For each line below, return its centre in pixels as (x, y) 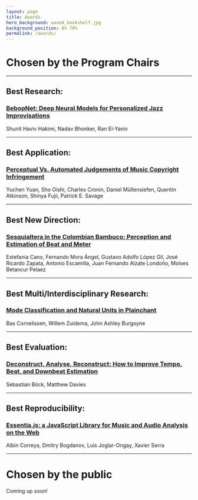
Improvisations (28, 116)
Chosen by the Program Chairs (83, 63)
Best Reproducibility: (46, 408)
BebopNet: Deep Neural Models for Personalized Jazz (85, 108)
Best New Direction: (43, 220)
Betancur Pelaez (26, 269)
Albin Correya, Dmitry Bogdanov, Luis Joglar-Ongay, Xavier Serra (85, 445)
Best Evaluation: (37, 348)
